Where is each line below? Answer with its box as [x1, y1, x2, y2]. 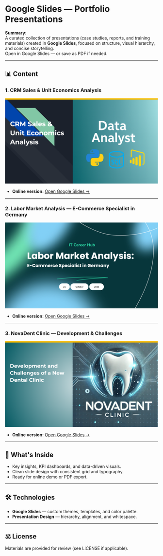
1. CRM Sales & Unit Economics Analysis [5, 87, 102, 93]
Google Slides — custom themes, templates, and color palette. [12, 508, 138, 514]
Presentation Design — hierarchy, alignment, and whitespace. [12, 514, 137, 519]
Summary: [5, 30, 27, 36]
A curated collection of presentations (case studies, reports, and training [5, 35, 150, 41]
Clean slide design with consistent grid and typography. [12, 469, 124, 475]
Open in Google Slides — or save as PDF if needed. [5, 50, 108, 56]
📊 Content [5, 70, 38, 78]
